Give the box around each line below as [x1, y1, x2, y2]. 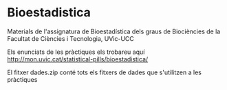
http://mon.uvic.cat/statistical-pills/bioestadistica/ [7, 55, 149, 63]
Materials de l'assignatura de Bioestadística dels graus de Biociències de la [7, 27, 221, 35]
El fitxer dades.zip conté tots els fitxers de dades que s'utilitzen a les [7, 68, 202, 76]
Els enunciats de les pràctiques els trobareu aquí [7, 48, 145, 56]
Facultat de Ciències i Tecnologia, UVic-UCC [7, 34, 134, 42]
